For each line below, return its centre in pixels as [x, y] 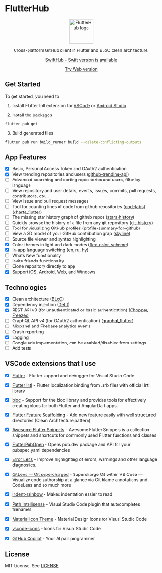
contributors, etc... [30, 196]
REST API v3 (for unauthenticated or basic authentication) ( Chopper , [80, 310]
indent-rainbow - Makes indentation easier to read [62, 494]
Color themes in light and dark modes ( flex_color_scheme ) [70, 245]
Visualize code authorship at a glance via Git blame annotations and [80, 480]
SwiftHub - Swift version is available [81, 60]
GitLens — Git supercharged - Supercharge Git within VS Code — [77, 474]
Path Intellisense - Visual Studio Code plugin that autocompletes [76, 504]
